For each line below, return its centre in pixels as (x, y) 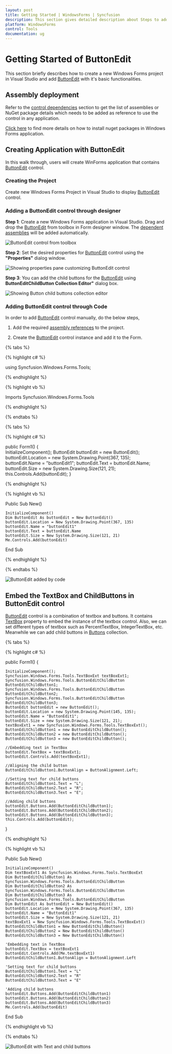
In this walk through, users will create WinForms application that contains (82, 162)
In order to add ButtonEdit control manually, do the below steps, (72, 318)
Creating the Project (31, 181)
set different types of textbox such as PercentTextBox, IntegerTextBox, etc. (84, 627)
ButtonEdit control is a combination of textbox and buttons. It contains (79, 616)
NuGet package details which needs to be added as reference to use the (82, 113)
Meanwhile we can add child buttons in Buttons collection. (67, 632)
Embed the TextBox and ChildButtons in (70, 595)
